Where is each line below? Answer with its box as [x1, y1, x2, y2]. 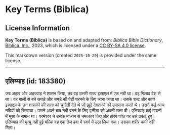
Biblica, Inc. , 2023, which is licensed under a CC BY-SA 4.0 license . [5, 42, 146, 49]
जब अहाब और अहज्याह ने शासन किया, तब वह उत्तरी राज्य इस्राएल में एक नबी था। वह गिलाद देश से [5, 90, 161, 97]
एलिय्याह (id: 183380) [5, 77, 66, 85]
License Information [5, 24, 70, 32]
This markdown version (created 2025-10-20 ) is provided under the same [5, 52, 157, 58]
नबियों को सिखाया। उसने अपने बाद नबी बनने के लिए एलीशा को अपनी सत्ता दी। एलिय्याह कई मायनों [5, 107, 162, 113]
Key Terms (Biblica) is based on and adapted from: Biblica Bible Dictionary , [5, 37, 163, 43]
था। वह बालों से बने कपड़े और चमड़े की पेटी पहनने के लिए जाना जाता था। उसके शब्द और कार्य [5, 96, 155, 102]
